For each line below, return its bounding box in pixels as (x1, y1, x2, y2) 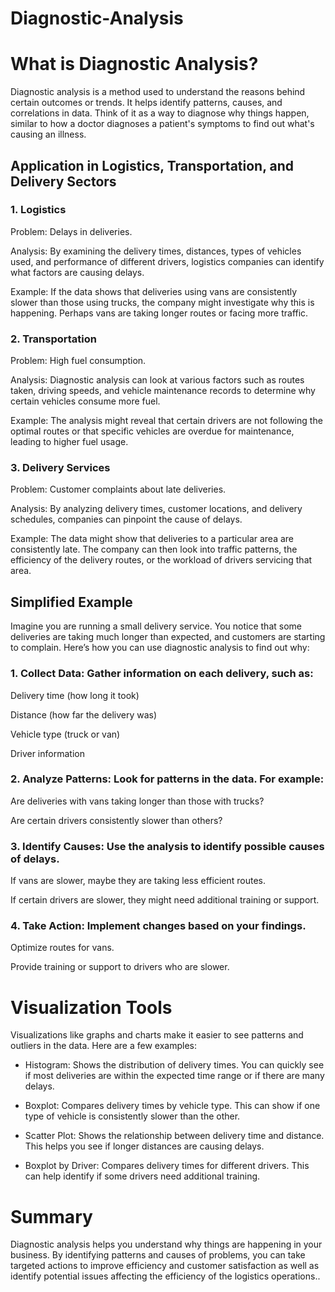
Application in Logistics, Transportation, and (10, 157, 295, 174)
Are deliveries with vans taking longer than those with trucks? (10, 795, 265, 807)
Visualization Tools (10, 996, 173, 1019)
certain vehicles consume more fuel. (10, 395, 161, 407)
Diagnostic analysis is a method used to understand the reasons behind (10, 86, 306, 98)
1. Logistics (10, 203, 67, 217)
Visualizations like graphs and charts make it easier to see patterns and (10, 1029, 304, 1041)
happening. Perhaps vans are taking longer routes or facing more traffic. (10, 307, 309, 319)
